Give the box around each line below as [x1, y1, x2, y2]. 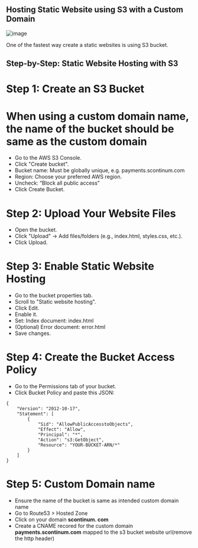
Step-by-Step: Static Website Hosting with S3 [6, 59, 178, 69]
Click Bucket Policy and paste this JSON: [14, 389, 115, 397]
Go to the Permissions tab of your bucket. [14, 383, 116, 390]
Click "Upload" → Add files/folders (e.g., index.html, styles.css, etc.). [14, 233, 183, 240]
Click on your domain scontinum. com [14, 516, 109, 523]
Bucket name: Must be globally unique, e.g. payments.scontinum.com [14, 167, 185, 174]
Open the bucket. [14, 226, 57, 233]
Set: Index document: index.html [14, 317, 94, 324]
